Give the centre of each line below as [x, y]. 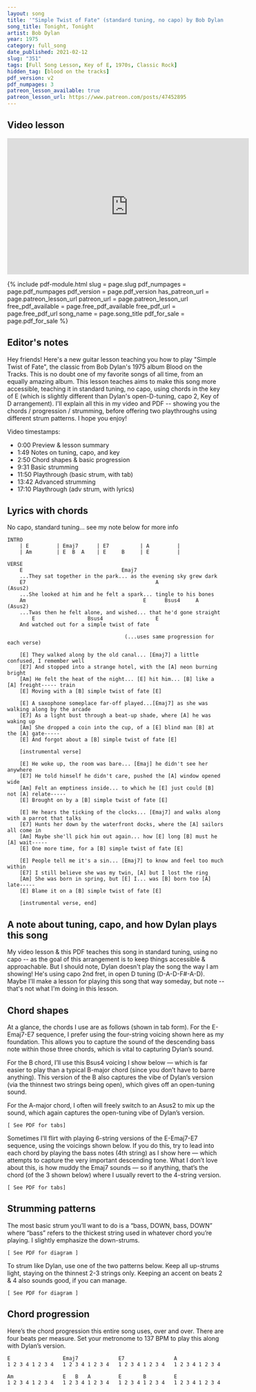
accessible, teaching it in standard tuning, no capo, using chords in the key [114, 389]
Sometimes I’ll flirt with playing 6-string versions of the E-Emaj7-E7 [102, 1138]
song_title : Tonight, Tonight [51, 26]
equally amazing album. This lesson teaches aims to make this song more [112, 381]
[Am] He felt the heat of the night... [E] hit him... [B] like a [117, 679]
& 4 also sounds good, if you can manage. [67, 1280]
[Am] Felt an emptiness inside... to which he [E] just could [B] [117, 788]
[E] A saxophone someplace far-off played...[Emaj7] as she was [114, 704]
